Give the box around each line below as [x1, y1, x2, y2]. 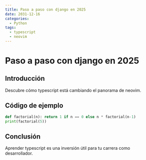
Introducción [5, 74, 45, 83]
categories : [5, 16, 29, 21]
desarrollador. [5, 150, 33, 156]
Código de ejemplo [5, 102, 63, 110]
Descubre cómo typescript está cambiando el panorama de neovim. [5, 87, 142, 93]
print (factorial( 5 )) [5, 119, 47, 124]
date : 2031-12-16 [5, 12, 40, 17]
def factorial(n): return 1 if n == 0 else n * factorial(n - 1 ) [5, 114, 136, 119]
